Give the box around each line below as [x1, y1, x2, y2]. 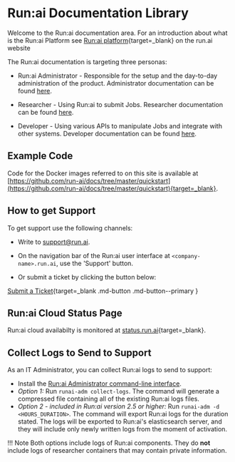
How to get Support [7, 205, 96, 217]
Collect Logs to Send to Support [7, 346, 152, 359]
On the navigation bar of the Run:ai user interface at [17, 251, 171, 260]
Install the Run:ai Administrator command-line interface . [17, 379, 182, 388]
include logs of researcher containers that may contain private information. [7, 446, 227, 455]
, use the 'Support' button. [56, 259, 134, 267]
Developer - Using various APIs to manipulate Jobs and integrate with [17, 121, 223, 130]
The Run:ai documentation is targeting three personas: [7, 57, 167, 66]
